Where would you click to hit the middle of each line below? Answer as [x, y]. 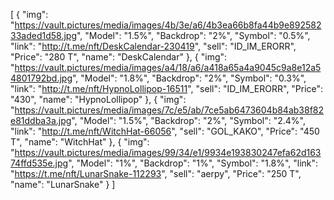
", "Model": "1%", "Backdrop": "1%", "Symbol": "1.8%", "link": [193, 163]
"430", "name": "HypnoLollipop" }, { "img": [98, 99]
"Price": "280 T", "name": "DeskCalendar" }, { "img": [119, 57]
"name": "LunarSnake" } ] [63, 184]
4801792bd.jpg [41, 78]
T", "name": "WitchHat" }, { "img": [80, 142]
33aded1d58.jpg [43, 35]
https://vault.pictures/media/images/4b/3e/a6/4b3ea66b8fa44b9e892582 [168, 25]
